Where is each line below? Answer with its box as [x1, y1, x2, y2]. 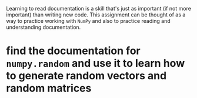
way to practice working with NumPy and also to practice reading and [6, 18, 171, 24]
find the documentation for [6, 44, 141, 58]
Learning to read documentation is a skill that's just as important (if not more [6, 5, 191, 12]
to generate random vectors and [6, 69, 167, 83]
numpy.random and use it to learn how [6, 57, 185, 70]
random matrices [6, 82, 92, 95]
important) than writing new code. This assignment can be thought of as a [6, 11, 186, 18]
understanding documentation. [6, 23, 81, 31]
